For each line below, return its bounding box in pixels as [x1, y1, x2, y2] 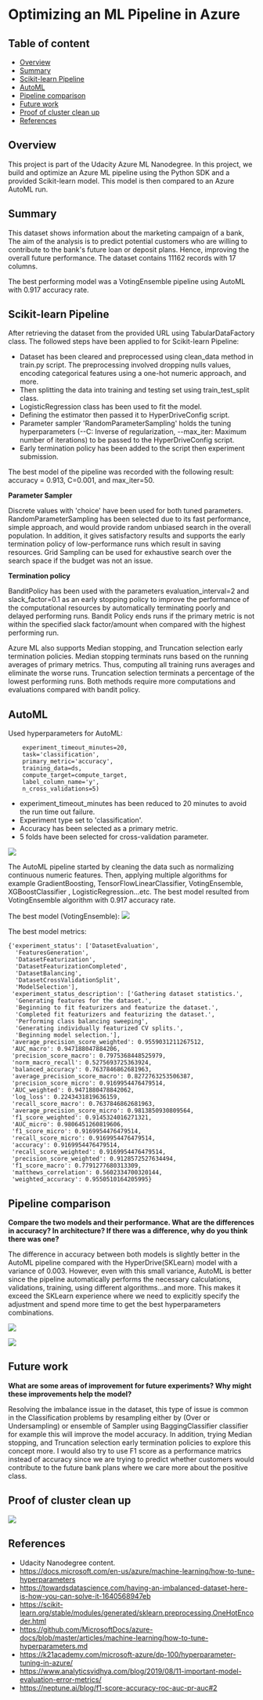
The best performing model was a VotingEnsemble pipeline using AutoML [8, 276, 246, 286]
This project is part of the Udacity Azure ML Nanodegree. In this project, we [8, 159, 253, 169]
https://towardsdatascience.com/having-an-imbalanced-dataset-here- [19, 1583, 248, 1592]
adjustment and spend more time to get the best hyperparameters [8, 1300, 222, 1309]
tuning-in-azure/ [19, 1658, 73, 1667]
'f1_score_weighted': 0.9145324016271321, [11, 1114, 153, 1122]
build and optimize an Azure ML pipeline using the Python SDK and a [8, 167, 230, 177]
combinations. [8, 1308, 54, 1318]
